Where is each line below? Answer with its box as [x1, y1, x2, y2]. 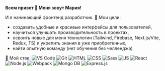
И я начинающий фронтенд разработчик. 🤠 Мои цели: [5, 14, 121, 20]
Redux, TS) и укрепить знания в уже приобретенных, [12, 40, 127, 46]
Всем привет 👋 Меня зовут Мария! [5, 5, 82, 10]
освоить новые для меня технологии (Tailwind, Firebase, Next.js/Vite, [12, 35, 160, 40]
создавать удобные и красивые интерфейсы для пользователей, [12, 24, 152, 30]
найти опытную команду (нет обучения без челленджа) [12, 45, 133, 51]
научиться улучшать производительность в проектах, [12, 29, 129, 35]
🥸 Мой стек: [5, 55, 31, 61]
